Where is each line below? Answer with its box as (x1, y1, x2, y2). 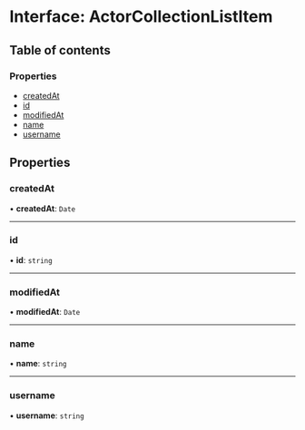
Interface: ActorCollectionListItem (9, 6, 273, 27)
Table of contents (9, 43, 111, 58)
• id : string (9, 254, 53, 265)
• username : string (9, 410, 84, 421)
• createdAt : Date (9, 202, 75, 214)
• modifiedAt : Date (9, 307, 81, 318)
